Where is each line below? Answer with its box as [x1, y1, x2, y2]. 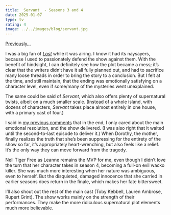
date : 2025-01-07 [5, 12, 42, 17]
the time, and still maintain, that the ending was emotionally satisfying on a [5, 78, 162, 84]
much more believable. [5, 205, 54, 211]
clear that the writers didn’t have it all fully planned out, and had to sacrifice [5, 67, 164, 73]
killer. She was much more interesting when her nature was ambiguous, [5, 168, 156, 174]
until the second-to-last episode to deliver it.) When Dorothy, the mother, [5, 130, 158, 136]
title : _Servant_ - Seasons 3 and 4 [5, 7, 83, 13]
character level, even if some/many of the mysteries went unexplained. [5, 83, 155, 90]
